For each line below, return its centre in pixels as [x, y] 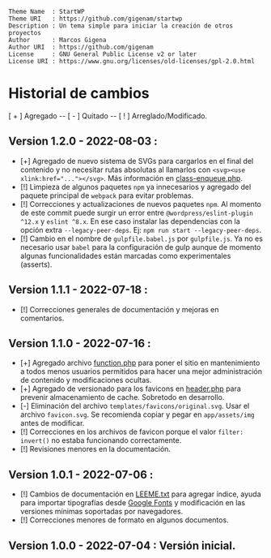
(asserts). [36, 264]
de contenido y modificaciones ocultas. [86, 380]
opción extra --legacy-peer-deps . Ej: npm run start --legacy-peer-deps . [140, 230]
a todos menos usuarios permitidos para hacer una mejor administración [141, 371]
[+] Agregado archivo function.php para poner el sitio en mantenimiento [140, 363]
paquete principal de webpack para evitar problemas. [107, 195]
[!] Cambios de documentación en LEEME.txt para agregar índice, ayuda [140, 494]
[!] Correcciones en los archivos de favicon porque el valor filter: [132, 432]
